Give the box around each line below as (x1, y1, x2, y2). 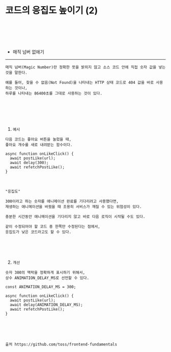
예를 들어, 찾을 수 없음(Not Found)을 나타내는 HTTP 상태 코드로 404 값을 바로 (5, 80, 154, 85)
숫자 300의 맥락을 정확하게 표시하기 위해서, (5, 270, 85, 275)
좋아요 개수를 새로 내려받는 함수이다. (5, 142, 73, 147)
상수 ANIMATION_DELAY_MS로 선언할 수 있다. (5, 275, 90, 280)
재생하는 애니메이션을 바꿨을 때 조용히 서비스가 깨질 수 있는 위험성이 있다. (5, 204, 142, 209)
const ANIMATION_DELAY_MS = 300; (5, 284, 76, 289)
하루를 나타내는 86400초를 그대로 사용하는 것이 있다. (5, 90, 103, 96)
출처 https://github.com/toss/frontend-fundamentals (5, 342, 118, 347)
